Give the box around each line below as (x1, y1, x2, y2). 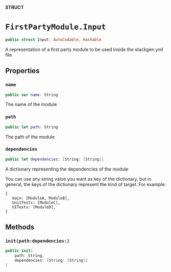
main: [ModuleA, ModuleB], (12, 195, 70, 201)
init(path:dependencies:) (5, 238, 70, 244)
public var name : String (5, 92, 58, 97)
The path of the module (5, 134, 55, 140)
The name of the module (5, 102, 57, 108)
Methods (5, 223, 35, 232)
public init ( (5, 249, 33, 254)
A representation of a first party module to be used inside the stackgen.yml (5, 46, 163, 53)
